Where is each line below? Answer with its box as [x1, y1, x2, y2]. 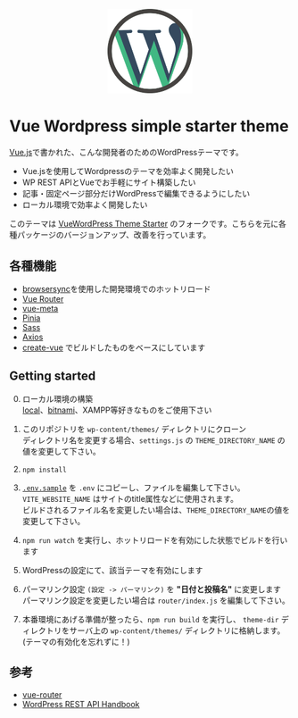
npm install [21, 465, 67, 474]
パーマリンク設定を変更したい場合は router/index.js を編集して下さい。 [21, 595, 290, 605]
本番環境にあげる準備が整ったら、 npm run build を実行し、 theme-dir [21, 614, 279, 624]
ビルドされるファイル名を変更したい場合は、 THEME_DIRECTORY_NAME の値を [21, 505, 290, 515]
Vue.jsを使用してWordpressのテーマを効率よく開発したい [21, 166, 234, 177]
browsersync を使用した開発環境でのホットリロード [21, 283, 211, 294]
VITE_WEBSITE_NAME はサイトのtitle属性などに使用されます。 [21, 493, 239, 504]
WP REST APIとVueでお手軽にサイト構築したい [21, 177, 196, 188]
